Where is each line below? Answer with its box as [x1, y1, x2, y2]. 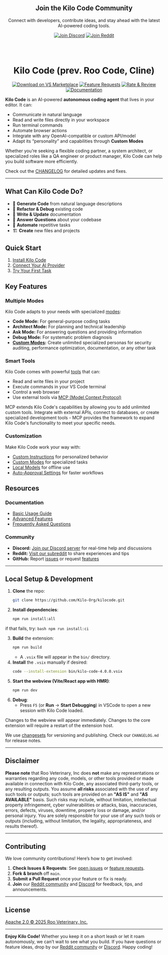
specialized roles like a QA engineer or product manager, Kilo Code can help [5, 153, 162, 159]
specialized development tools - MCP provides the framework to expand [5, 415, 155, 421]
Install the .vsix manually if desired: [12, 659, 87, 665]
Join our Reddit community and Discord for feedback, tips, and [12, 881, 142, 887]
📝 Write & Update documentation [12, 211, 81, 217]
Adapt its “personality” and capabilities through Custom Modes [12, 138, 143, 144]
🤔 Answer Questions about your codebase [12, 216, 101, 222]
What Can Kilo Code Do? [5, 187, 83, 196]
